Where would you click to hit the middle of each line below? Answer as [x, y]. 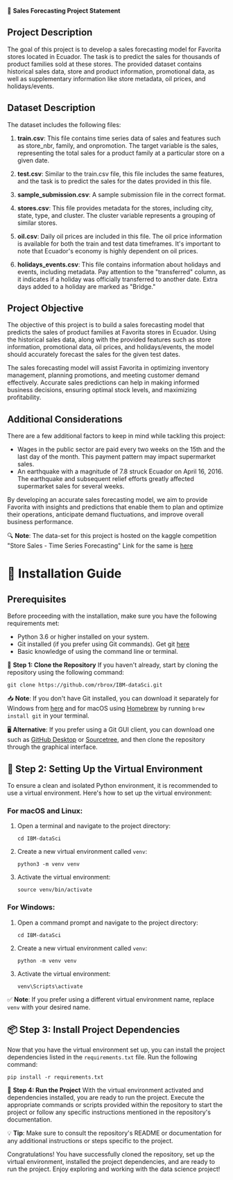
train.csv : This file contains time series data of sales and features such [119, 138]
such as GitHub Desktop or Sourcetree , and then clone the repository [106, 740]
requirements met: [34, 623]
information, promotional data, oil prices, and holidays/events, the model [111, 347]
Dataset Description [51, 108]
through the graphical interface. [53, 747]
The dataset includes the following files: [64, 124]
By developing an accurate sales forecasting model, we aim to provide [107, 500]
